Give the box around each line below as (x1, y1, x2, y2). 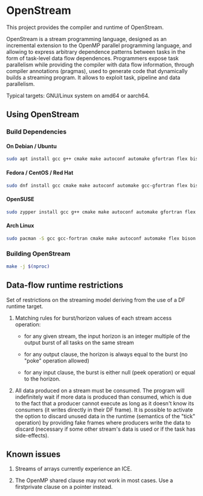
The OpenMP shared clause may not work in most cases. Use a (14, 477, 173, 484)
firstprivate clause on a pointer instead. (14, 483, 113, 491)
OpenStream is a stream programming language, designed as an (6, 35, 167, 42)
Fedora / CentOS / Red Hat (6, 169, 74, 176)
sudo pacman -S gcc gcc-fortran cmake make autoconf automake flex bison (6, 235, 196, 242)
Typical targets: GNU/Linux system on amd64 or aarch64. (6, 92, 150, 99)
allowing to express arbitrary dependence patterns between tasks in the (6, 48, 185, 55)
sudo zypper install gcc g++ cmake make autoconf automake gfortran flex (6, 209, 196, 215)
